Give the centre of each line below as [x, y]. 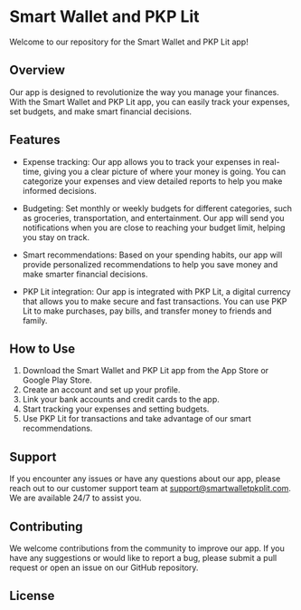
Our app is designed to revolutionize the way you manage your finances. [144, 92]
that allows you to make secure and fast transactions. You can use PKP [155, 301]
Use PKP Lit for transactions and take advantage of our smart [136, 419]
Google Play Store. [57, 380]
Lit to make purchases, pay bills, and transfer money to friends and [147, 311]
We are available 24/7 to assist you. [75, 498]
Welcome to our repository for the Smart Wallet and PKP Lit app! [129, 42]
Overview [38, 70]
